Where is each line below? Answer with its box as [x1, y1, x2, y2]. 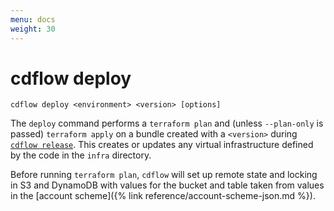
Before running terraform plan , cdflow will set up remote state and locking [10, 169, 318, 181]
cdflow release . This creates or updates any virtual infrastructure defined [10, 139, 314, 151]
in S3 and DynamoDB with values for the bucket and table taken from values [10, 179, 325, 191]
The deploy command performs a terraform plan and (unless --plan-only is [10, 117, 324, 130]
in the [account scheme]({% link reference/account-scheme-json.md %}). [10, 190, 316, 202]
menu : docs [10, 14, 56, 25]
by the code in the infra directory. [10, 149, 152, 161]
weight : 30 [10, 24, 56, 34]
